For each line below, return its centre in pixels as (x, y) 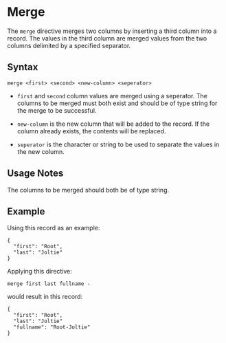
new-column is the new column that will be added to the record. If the (113, 124)
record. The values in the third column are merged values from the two (107, 38)
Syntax (23, 67)
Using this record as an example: (54, 228)
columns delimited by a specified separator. (69, 45)
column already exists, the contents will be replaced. (91, 131)
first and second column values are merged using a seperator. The (112, 96)
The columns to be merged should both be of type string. (88, 190)
